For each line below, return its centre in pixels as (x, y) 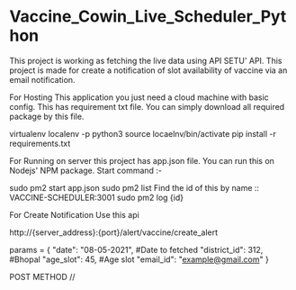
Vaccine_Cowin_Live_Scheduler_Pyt (148, 17)
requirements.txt (40, 143)
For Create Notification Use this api (74, 214)
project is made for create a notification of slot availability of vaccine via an (148, 70)
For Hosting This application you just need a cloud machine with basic (139, 97)
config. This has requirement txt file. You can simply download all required (147, 106)
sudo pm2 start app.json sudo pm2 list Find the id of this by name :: (134, 187)
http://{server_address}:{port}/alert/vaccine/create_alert (114, 232)
